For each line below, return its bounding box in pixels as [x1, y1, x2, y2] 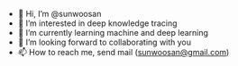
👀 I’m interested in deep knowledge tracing [17, 18, 178, 29]
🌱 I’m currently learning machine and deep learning [17, 28, 209, 37]
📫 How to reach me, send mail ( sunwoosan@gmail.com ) [17, 47, 230, 57]
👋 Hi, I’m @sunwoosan [17, 9, 102, 19]
